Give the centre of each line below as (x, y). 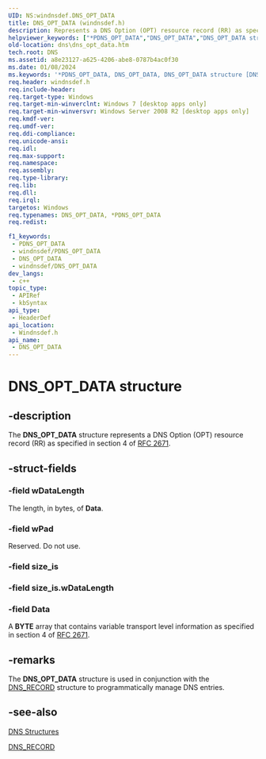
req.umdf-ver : (32, 126)
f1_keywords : (30, 237)
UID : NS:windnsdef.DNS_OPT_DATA (61, 15)
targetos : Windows (38, 207)
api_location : (32, 325)
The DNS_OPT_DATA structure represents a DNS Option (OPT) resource (126, 435)
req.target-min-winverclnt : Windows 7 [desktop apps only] (108, 104)
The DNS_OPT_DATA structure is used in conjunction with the (109, 679)
